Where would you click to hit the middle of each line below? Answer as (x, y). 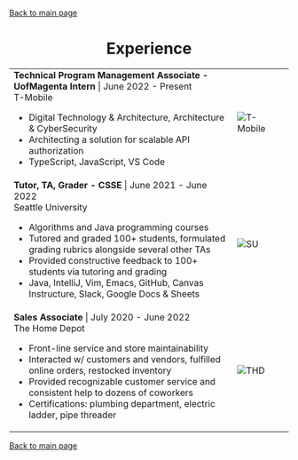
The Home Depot (50, 329)
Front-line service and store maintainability (119, 348)
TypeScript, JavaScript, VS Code (97, 162)
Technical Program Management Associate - (111, 75)
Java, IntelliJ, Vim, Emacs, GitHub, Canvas (116, 283)
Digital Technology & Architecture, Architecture (126, 117)
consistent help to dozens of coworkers (111, 393)
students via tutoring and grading (98, 272)
